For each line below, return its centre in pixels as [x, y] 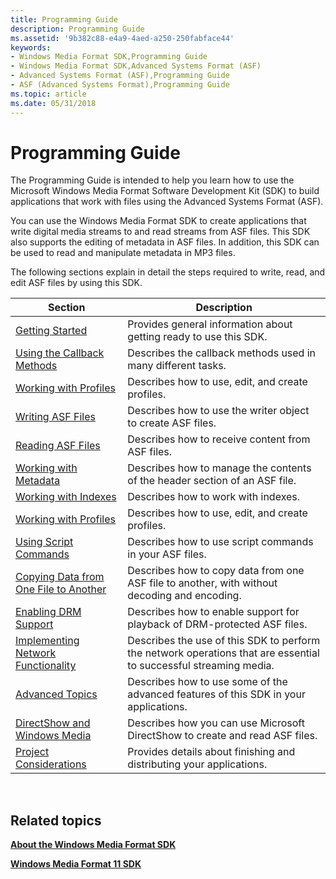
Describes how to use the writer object [218, 411]
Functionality [46, 666]
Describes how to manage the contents [219, 468]
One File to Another [61, 589]
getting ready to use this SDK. [197, 337]
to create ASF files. [172, 423]
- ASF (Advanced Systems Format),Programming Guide [120, 85]
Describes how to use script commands [220, 542]
